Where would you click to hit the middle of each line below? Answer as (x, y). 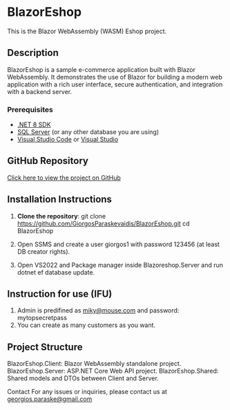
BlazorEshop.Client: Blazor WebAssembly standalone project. (94, 364)
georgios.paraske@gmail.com (50, 399)
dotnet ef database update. (56, 272)
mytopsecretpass (42, 318)
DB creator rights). (44, 251)
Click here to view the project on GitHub (64, 178)
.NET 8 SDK (34, 124)
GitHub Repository (48, 161)
